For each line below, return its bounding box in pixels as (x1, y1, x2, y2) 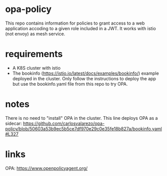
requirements (5, 49, 63, 60)
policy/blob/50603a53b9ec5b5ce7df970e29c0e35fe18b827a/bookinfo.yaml (5, 125, 162, 131)
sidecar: (5, 120, 22, 126)
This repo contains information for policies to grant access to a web (5, 20, 145, 26)
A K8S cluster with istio (12, 65, 61, 71)
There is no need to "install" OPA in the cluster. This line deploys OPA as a (5, 115, 158, 121)
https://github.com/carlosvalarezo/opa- (23, 120, 105, 126)
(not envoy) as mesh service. (5, 31, 65, 37)
